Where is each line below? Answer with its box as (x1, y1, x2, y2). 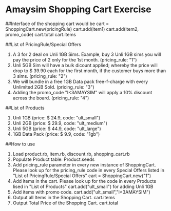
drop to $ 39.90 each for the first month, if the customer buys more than (12, 68, 166, 74)
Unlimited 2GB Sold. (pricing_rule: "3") (12, 83, 94, 90)
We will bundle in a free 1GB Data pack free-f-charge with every (12, 78, 148, 85)
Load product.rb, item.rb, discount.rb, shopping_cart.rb (12, 151, 130, 157)
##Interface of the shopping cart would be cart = (5, 20, 109, 27)
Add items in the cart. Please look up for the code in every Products (12, 178, 157, 184)
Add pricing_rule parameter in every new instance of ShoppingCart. (12, 161, 156, 167)
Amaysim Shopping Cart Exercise (5, 4, 151, 15)
